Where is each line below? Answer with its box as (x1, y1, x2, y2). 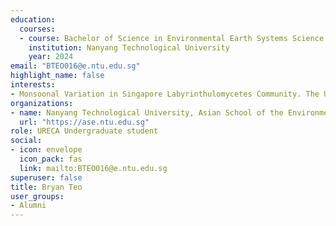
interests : (10, 80, 56, 90)
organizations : (10, 98, 74, 108)
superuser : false (10, 172, 83, 183)
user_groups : (10, 191, 65, 201)
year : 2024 (28, 52, 74, 62)
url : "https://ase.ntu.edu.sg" (19, 117, 150, 127)
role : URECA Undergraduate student (10, 126, 159, 136)
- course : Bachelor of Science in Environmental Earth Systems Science (19, 33, 325, 43)
